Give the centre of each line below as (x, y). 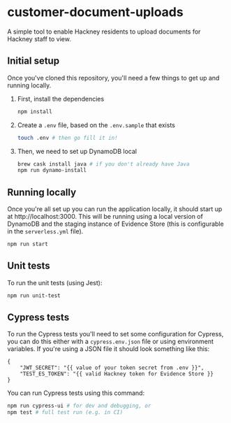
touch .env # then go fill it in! (67, 138)
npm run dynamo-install (52, 171)
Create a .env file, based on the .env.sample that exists (96, 125)
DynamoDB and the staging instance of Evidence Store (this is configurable (116, 224)
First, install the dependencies (61, 99)
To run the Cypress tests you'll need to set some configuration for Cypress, (115, 334)
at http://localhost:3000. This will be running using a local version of (105, 217)
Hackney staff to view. (39, 38)
